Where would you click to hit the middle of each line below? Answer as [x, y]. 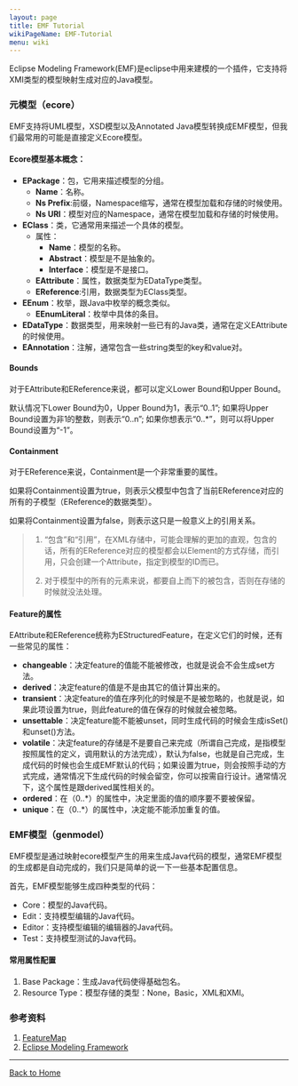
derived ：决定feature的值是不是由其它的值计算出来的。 [123, 687]
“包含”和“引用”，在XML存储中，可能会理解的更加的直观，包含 [157, 539]
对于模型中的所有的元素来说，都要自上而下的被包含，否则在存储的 [165, 581]
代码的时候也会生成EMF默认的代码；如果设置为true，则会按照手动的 [154, 765]
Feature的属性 [35, 613]
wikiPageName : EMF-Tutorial [61, 34]
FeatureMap [44, 1038]
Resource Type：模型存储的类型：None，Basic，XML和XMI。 [135, 993]
